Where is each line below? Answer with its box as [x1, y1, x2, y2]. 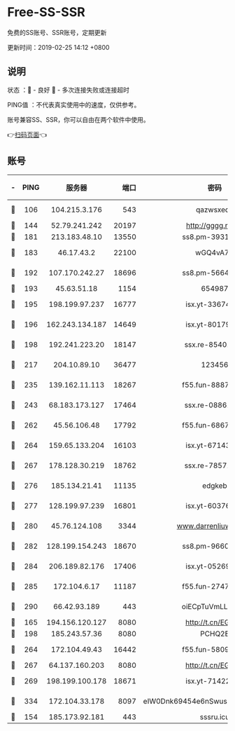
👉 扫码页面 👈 [7, 130, 48, 139]
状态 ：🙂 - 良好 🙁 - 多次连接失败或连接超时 [7, 86, 129, 94]
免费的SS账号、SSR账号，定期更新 [7, 28, 107, 36]
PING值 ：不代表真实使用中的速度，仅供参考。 [7, 100, 141, 109]
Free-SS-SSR [7, 4, 85, 20]
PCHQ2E [200, 629, 229, 638]
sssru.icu [199, 712, 230, 722]
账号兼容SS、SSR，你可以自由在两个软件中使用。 [7, 115, 150, 123]
